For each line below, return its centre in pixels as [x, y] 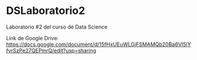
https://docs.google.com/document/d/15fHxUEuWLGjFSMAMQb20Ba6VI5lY [98, 44]
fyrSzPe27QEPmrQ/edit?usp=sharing [51, 50]
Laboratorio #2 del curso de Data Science [57, 27]
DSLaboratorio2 [46, 11]
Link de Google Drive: [32, 38]
